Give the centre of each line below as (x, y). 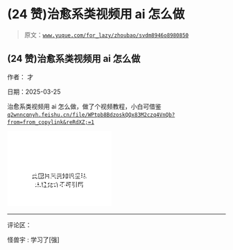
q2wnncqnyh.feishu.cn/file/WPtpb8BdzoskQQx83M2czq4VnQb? (91, 115)
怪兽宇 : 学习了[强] (34, 240)
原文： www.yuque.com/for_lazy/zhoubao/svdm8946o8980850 (106, 35)
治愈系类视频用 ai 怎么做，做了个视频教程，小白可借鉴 (84, 106)
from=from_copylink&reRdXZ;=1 (51, 122)
